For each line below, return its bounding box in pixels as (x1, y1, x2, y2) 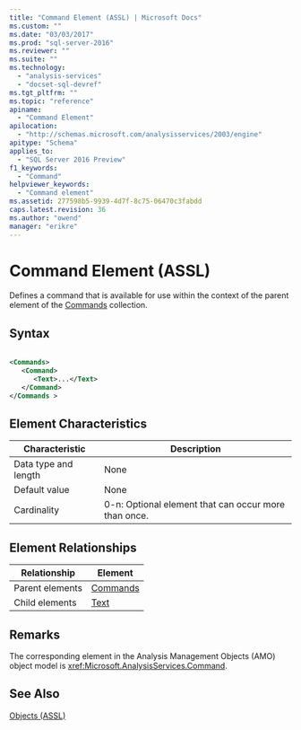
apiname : (9, 105, 42, 114)
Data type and (13, 458, 73, 471)
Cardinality (13, 504, 60, 516)
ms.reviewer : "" (9, 47, 70, 56)
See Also (9, 686, 60, 701)
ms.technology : (9, 64, 66, 73)
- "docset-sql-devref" (17, 80, 102, 89)
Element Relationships (9, 540, 137, 555)
